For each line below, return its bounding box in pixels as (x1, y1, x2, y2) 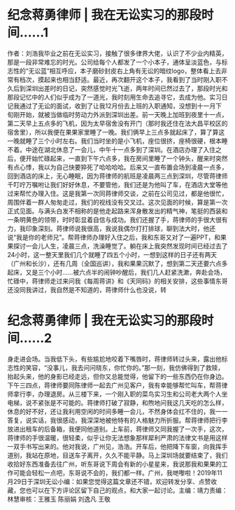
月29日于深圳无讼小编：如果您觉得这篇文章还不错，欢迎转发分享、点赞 (7, 477, 211, 485)
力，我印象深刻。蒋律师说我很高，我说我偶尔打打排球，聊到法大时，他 (7, 224, 210, 233)
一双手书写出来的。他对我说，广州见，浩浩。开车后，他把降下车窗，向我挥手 (7, 442, 228, 450)
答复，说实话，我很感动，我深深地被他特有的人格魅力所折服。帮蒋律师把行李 (7, 415, 228, 425)
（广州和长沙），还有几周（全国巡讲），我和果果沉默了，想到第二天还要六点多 (7, 259, 228, 268)
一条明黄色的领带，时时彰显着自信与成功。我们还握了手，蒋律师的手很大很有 (7, 215, 228, 223)
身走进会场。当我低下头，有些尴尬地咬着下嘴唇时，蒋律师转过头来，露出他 (7, 354, 222, 363)
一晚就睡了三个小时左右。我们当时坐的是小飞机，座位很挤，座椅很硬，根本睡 (7, 137, 228, 145)
